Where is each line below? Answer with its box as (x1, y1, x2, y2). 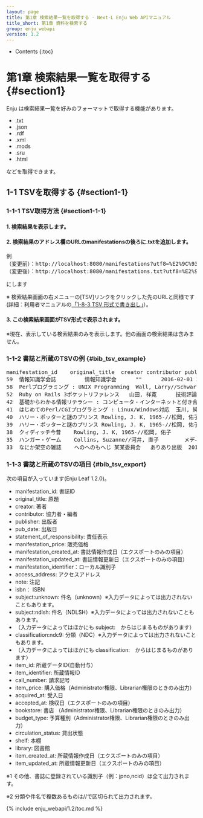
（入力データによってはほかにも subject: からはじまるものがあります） (14, 623, 195, 631)
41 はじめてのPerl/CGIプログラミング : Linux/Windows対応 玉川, (6, 406, 190, 413)
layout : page (6, 8, 39, 15)
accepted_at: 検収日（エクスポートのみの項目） (14, 699, 134, 706)
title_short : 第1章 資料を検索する (6, 20, 88, 26)
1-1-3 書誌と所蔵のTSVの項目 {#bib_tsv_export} (6, 460, 147, 468)
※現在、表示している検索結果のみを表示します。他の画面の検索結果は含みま (6, 330, 195, 338)
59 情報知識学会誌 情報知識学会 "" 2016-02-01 (6, 376, 193, 382)
